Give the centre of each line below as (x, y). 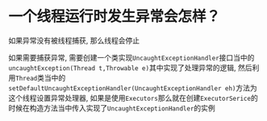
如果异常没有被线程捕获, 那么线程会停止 (74, 40)
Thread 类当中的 (41, 77)
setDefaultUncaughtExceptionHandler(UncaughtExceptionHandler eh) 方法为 (133, 88)
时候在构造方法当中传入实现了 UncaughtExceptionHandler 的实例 (112, 108)
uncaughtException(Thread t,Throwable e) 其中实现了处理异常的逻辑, (122, 67)
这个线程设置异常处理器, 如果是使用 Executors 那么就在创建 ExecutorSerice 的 (133, 98)
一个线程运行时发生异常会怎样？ (115, 17)
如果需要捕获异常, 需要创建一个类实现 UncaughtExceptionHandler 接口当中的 (131, 57)
